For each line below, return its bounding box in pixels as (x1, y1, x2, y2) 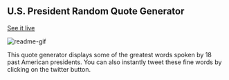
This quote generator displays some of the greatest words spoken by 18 (7, 50, 212, 59)
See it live (7, 23, 35, 32)
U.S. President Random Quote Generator (7, 6, 185, 17)
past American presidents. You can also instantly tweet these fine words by (7, 58, 222, 66)
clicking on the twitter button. (7, 65, 91, 73)
